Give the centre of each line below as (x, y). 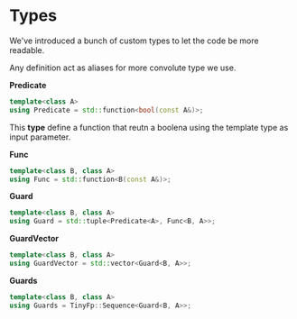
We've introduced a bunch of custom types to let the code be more (134, 41)
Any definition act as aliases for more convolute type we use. (123, 68)
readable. (27, 50)
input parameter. (40, 137)
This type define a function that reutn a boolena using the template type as (149, 127)
